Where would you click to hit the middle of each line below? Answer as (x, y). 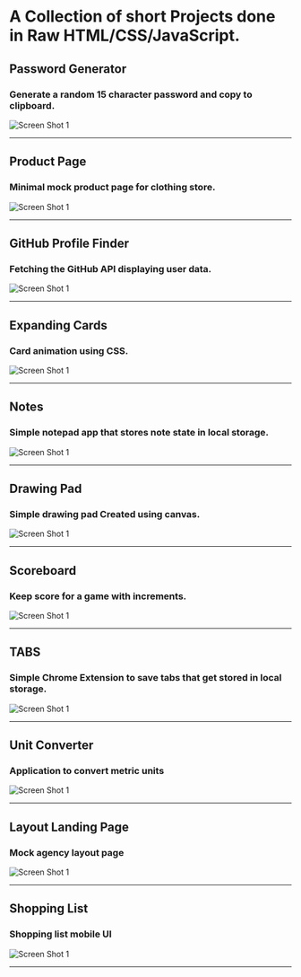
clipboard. (32, 105)
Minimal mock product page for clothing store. (112, 188)
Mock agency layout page (67, 852)
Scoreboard (43, 571)
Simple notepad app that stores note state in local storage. (139, 433)
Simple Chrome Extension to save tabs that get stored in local (146, 678)
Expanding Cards (58, 325)
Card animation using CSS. (69, 350)
